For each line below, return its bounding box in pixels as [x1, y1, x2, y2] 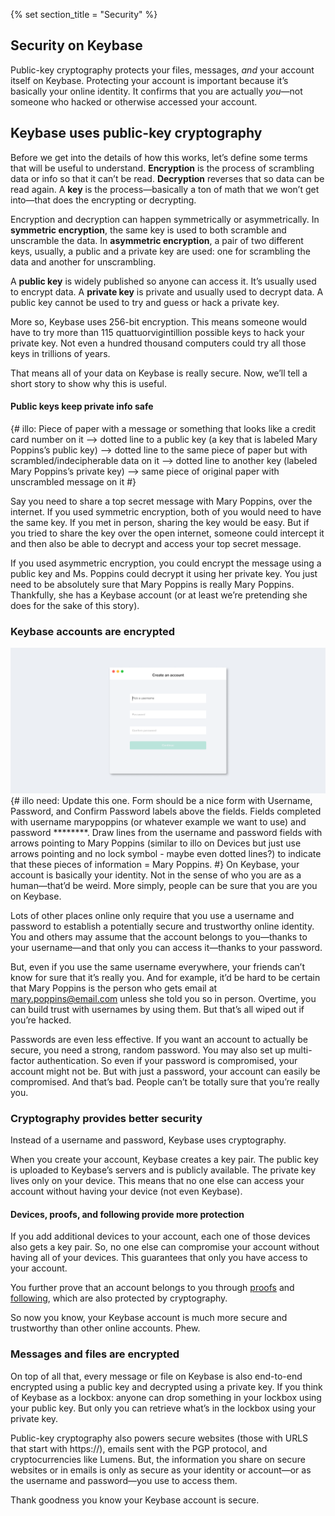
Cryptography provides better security [10, 1111, 203, 1125]
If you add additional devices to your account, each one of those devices [10, 1230, 311, 1243]
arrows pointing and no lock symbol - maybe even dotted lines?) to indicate [10, 847, 322, 859]
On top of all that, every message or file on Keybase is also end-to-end [10, 1370, 303, 1382]
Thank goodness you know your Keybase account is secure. [10, 1494, 260, 1506]
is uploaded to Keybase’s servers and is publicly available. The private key [10, 1164, 317, 1176]
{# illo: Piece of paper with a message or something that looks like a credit [10, 422, 317, 434]
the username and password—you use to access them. [10, 1474, 238, 1486]
